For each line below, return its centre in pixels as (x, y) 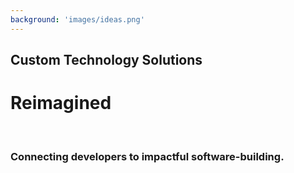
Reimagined (61, 103)
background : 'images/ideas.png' (77, 19)
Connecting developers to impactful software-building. (147, 156)
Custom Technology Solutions (106, 60)
